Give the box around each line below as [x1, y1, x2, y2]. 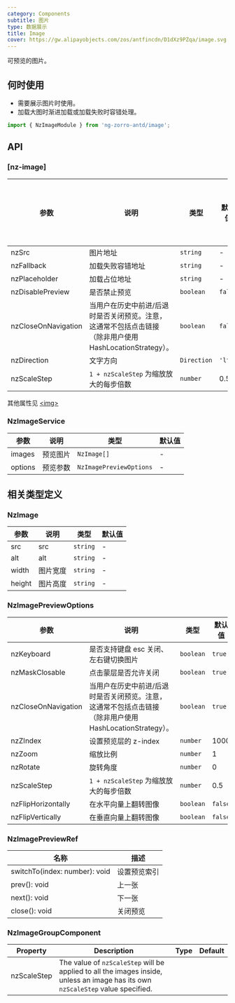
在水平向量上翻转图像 [89, 799, 159, 809]
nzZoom [10, 748, 38, 758]
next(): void [10, 893, 49, 903]
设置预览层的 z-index [89, 736, 159, 746]
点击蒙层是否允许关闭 [89, 668, 159, 678]
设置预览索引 [117, 867, 159, 877]
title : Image [7, 29, 45, 37]
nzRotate [10, 762, 41, 772]
